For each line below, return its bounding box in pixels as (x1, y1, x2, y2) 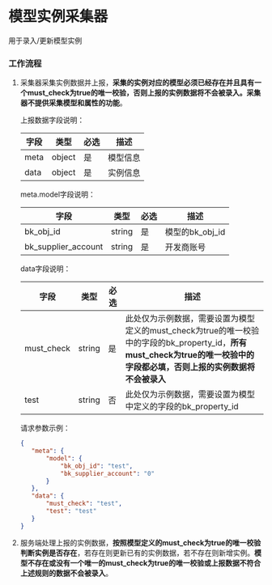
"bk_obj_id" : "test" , (60, 462, 134, 470)
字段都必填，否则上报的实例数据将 (125, 362, 255, 373)
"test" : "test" (45, 507, 97, 515)
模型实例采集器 (8, 7, 108, 26)
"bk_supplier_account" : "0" (60, 469, 155, 477)
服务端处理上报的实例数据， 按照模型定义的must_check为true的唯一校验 (19, 537, 261, 547)
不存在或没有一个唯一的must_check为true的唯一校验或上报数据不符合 (27, 557, 261, 567)
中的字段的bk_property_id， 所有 (125, 337, 247, 349)
